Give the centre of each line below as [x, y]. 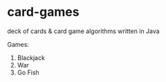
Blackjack [31, 58]
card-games [43, 12]
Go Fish [28, 72]
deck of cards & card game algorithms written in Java [84, 31]
